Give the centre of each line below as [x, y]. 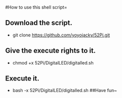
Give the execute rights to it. [50, 51]
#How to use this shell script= [36, 7]
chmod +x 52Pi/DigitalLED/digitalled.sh [53, 62]
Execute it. [22, 79]
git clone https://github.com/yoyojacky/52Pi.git [61, 35]
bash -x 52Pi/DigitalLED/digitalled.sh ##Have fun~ [65, 90]
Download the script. [39, 23]
